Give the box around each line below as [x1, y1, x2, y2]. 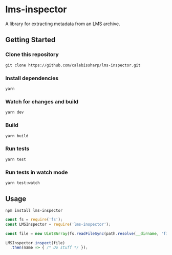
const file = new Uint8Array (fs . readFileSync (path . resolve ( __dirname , [5, 231, 159, 236]
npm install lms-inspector [5, 208, 63, 213]
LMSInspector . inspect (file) [5, 240, 66, 245]
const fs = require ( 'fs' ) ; [5, 217, 63, 222]
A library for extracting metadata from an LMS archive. [5, 21, 120, 27]
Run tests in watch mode [5, 169, 68, 176]
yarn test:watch [5, 180, 40, 186]
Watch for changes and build [5, 98, 78, 105]
